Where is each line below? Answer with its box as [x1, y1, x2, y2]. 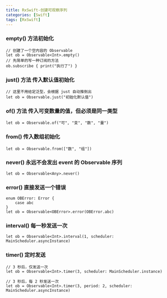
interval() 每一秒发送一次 [6, 222, 68, 229]
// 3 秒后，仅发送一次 [6, 264, 48, 270]
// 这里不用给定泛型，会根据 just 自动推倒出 [6, 89, 92, 94]
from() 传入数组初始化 [6, 133, 61, 140]
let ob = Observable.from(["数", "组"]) [6, 146, 92, 152]
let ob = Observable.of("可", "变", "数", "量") [6, 120, 109, 126]
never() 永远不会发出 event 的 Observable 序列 [6, 159, 122, 166]
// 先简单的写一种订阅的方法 [6, 58, 59, 63]
